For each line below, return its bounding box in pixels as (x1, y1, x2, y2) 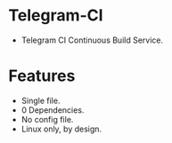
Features (8, 66, 76, 86)
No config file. (20, 114, 74, 124)
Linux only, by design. (20, 123, 102, 134)
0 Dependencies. (20, 104, 85, 115)
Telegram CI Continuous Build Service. (20, 35, 164, 45)
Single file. (20, 95, 61, 106)
